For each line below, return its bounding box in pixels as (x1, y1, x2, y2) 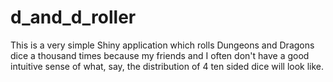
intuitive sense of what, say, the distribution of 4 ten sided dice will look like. (10, 60, 325, 72)
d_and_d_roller (10, 6, 137, 29)
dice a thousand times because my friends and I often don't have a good (10, 49, 310, 61)
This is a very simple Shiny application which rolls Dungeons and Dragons (10, 39, 315, 51)
